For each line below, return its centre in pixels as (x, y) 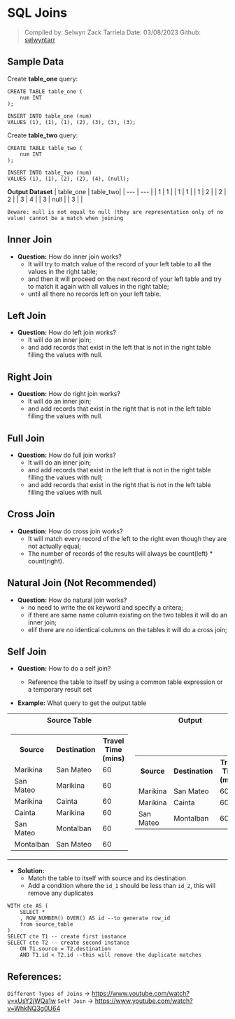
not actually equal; (55, 546)
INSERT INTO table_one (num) (50, 116)
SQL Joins (37, 13)
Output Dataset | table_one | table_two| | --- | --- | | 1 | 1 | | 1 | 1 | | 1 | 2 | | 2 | (117, 191)
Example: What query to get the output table (82, 703)
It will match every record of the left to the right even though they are (127, 538)
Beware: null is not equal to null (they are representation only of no (115, 212)
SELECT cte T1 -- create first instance (67, 937)
